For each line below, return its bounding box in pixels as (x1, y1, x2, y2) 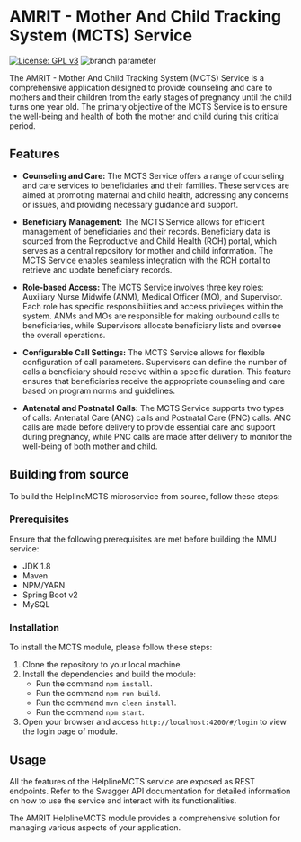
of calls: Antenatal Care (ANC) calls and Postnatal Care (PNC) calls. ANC (22, 412, 292, 423)
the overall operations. (22, 329, 106, 340)
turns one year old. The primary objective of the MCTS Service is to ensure (9, 101, 288, 112)
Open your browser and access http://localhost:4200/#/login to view (22, 717, 288, 728)
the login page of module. (22, 726, 119, 737)
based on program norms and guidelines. (22, 385, 175, 396)
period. (9, 120, 36, 131)
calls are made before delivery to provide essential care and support (22, 421, 276, 433)
